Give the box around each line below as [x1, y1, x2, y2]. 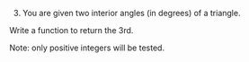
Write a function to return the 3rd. [9, 25, 134, 35]
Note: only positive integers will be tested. [9, 42, 165, 53]
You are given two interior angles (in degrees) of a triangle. [22, 8, 241, 18]
